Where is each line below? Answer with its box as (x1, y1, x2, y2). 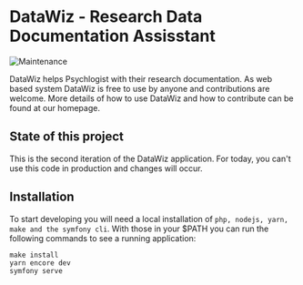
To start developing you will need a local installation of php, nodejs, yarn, (9, 213, 288, 224)
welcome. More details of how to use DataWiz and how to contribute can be (9, 93, 294, 104)
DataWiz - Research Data (9, 6, 203, 27)
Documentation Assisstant (9, 25, 216, 46)
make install (9, 250, 59, 260)
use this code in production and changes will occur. (9, 162, 203, 174)
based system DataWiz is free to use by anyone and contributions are (9, 83, 270, 94)
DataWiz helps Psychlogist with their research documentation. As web (9, 73, 273, 84)
